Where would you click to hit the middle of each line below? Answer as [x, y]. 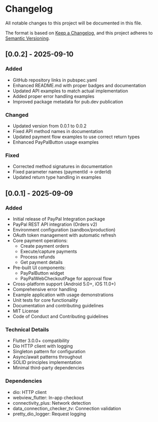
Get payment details [41, 262]
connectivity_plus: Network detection [52, 403]
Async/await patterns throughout [47, 357]
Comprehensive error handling [45, 289]
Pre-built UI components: [39, 268]
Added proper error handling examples [54, 96]
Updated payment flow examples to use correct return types [76, 137]
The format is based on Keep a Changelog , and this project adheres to [79, 33]
